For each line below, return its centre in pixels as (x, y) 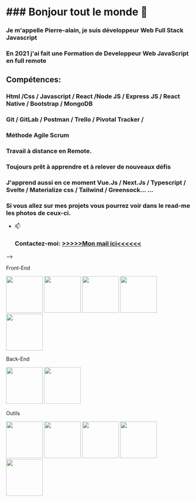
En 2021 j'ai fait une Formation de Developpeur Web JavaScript (97, 53)
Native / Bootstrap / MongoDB (49, 104)
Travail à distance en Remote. (49, 151)
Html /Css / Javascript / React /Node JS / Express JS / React (93, 96)
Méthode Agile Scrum (37, 136)
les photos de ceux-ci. (39, 213)
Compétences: (34, 80)
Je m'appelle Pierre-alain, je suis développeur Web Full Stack (95, 31)
